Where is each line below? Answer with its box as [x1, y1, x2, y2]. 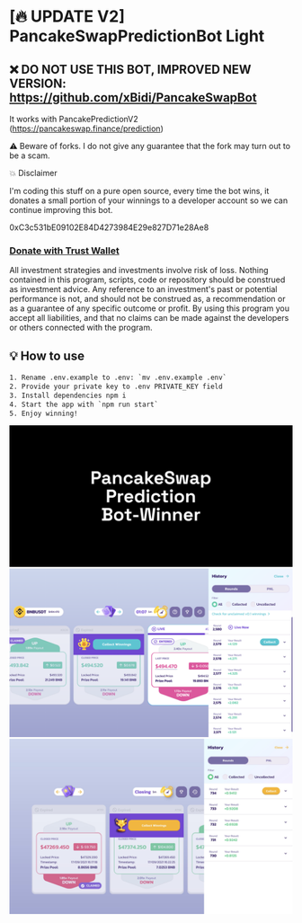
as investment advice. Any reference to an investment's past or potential [9, 284, 278, 295]
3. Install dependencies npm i [9, 391, 127, 401]
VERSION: [9, 75, 67, 91]
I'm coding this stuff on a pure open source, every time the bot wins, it [9, 186, 270, 196]
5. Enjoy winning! [9, 409, 78, 419]
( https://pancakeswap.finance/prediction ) [9, 123, 164, 134]
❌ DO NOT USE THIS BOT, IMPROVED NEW [9, 61, 252, 77]
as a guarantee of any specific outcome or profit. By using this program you [9, 303, 290, 314]
